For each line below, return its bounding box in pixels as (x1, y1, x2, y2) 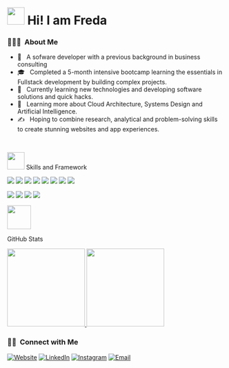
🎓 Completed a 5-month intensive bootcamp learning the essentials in (17, 68, 223, 76)
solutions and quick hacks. (17, 93, 93, 101)
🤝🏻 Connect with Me (7, 338, 79, 347)
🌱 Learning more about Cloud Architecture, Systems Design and (17, 100, 203, 109)
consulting (17, 60, 48, 68)
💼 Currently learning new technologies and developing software (17, 85, 202, 93)
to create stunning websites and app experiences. (17, 125, 160, 134)
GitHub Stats (7, 235, 43, 243)
